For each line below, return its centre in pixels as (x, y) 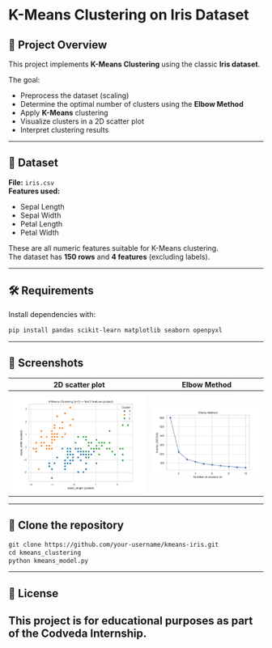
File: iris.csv (32, 182)
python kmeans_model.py (49, 561)
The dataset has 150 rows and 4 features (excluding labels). (109, 256)
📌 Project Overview (58, 45)
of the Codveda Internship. (78, 634)
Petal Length (41, 223)
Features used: (34, 191)
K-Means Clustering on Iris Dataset (129, 15)
